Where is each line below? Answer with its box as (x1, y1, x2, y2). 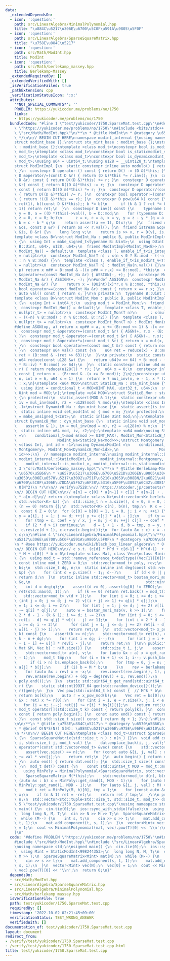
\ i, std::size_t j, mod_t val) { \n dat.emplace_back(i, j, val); (14, 740, 164, 745)
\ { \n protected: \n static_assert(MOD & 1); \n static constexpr (14, 395, 157, 400)
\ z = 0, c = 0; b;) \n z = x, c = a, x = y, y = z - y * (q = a (14, 216, 164, 221)
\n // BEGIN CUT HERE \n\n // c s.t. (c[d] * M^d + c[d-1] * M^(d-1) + (14, 546, 164, 552)
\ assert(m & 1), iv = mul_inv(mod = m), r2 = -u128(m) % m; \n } (14, 423, 164, 429)
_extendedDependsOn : (10, 12, 53, 17)
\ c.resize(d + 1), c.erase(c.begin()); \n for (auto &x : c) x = (14, 527, 159, 533)
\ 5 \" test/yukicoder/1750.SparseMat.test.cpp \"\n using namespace (14, 801, 157, 806)
